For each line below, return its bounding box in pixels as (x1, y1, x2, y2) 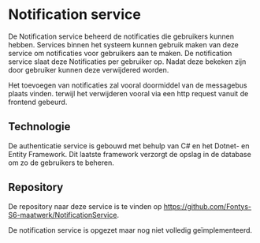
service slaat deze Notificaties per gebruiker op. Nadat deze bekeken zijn (8, 57, 247, 66)
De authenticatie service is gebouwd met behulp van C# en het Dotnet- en (8, 140, 250, 151)
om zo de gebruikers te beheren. (8, 158, 114, 167)
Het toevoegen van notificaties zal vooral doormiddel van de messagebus (8, 80, 247, 90)
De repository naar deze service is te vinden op (8, 201, 162, 211)
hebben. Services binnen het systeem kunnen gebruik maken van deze (8, 39, 239, 49)
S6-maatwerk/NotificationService (8, 210, 117, 219)
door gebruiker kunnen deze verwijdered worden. (8, 65, 169, 74)
